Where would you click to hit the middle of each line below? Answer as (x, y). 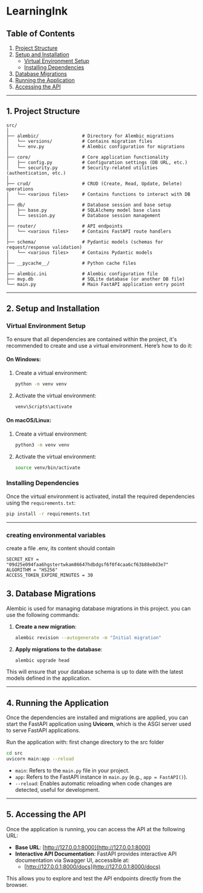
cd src (14, 753)
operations (20, 189)
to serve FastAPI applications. (43, 731)
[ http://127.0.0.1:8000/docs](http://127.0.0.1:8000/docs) (92, 866)
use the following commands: (43, 615)
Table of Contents (41, 34)
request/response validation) (44, 247)
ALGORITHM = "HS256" (32, 570)
